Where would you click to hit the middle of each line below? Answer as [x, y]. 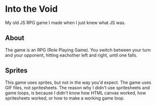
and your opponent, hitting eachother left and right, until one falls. [71, 55]
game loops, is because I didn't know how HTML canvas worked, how [76, 93]
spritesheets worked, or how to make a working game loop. [65, 98]
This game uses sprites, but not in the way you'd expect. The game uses [78, 82]
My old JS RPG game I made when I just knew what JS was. [65, 23]
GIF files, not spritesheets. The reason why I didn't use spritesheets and [78, 87]
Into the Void [31, 9]
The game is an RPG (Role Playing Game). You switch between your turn [78, 50]
